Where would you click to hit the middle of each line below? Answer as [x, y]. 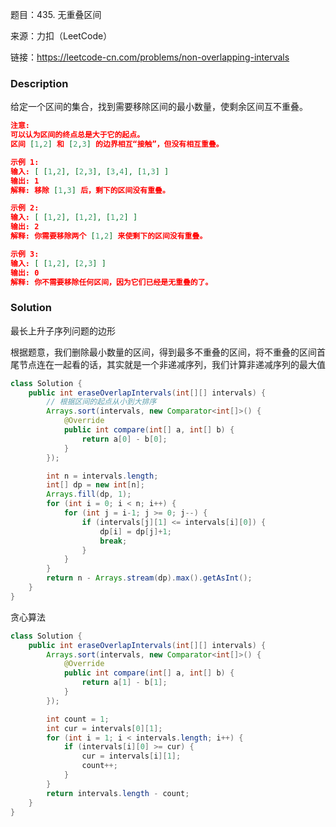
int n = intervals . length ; [102, 476]
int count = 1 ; [78, 719]
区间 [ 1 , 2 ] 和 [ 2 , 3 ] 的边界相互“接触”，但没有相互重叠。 [117, 144]
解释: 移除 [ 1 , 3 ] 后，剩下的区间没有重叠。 [90, 190]
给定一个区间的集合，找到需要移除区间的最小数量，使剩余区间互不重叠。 [159, 107]
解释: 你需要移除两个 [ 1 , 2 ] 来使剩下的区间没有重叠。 [109, 236]
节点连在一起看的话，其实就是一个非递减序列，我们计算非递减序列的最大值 [172, 364]
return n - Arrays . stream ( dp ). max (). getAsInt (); [149, 578]
